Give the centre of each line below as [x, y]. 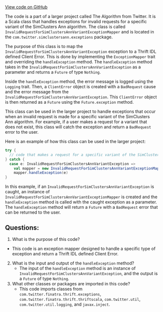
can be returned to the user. [33, 212]
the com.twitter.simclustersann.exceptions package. [59, 37]
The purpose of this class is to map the [44, 46]
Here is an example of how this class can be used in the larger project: [75, 141]
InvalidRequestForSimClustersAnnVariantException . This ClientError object [81, 97]
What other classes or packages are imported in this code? [71, 283]
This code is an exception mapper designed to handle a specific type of [84, 249]
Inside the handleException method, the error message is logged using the [79, 81]
